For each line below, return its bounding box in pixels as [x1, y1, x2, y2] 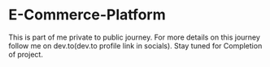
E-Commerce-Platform [8, 6, 166, 24]
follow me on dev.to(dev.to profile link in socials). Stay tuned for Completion [8, 40, 263, 50]
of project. [8, 49, 43, 59]
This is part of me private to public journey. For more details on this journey [8, 32, 260, 42]
